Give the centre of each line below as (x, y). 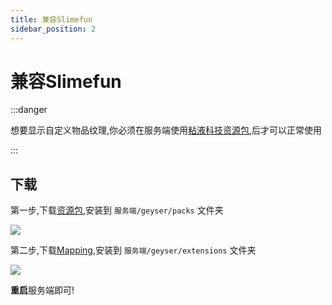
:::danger (29, 110)
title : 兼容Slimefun (51, 19)
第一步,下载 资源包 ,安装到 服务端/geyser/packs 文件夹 (117, 210)
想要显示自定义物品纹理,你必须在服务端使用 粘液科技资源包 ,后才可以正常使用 (166, 130)
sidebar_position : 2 (53, 29)
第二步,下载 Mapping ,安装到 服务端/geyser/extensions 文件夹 (133, 250)
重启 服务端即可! (42, 290)
